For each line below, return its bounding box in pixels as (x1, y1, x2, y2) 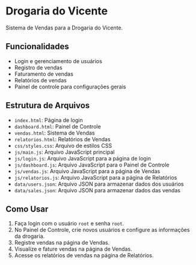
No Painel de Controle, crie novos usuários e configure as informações (14, 227, 190, 234)
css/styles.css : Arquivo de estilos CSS (14, 142, 112, 149)
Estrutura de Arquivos (5, 100, 90, 111)
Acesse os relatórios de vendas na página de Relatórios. (14, 252, 154, 259)
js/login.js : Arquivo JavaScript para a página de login (14, 154, 152, 162)
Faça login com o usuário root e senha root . (14, 220, 124, 227)
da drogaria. (14, 233, 45, 240)
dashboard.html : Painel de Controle (14, 123, 102, 130)
